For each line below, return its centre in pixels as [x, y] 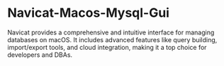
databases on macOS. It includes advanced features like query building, [112, 39]
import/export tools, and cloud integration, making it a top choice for [107, 47]
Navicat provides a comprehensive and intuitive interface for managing [111, 32]
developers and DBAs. [40, 55]
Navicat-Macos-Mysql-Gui [89, 13]
